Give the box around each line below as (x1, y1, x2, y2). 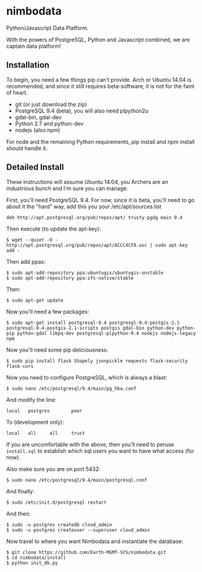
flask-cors (6, 363, 34, 369)
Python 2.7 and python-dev (15, 120, 83, 127)
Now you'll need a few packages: (6, 307, 90, 315)
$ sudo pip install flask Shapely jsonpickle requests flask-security (6, 358, 188, 364)
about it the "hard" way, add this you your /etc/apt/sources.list (6, 203, 161, 210)
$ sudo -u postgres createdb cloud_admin (6, 522, 112, 528)
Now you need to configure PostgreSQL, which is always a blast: (6, 373, 168, 381)
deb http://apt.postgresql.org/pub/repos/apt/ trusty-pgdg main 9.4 (6, 214, 183, 220)
